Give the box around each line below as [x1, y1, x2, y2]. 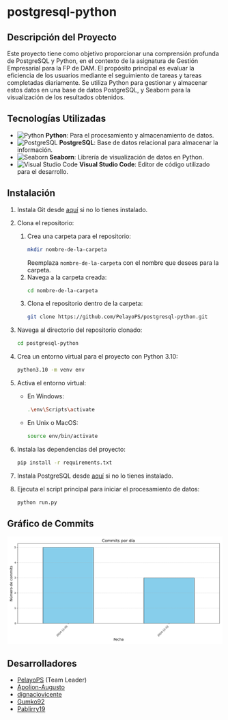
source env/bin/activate [27, 433, 98, 439]
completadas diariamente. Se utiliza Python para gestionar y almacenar [7, 79, 208, 86]
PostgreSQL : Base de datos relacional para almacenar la [59, 138, 218, 146]
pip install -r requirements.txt [16, 459, 113, 466]
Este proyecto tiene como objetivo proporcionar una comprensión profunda [7, 49, 220, 57]
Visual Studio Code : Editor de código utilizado [79, 160, 210, 168]
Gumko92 [16, 697, 45, 706]
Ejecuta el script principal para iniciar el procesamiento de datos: [16, 485, 200, 493]
